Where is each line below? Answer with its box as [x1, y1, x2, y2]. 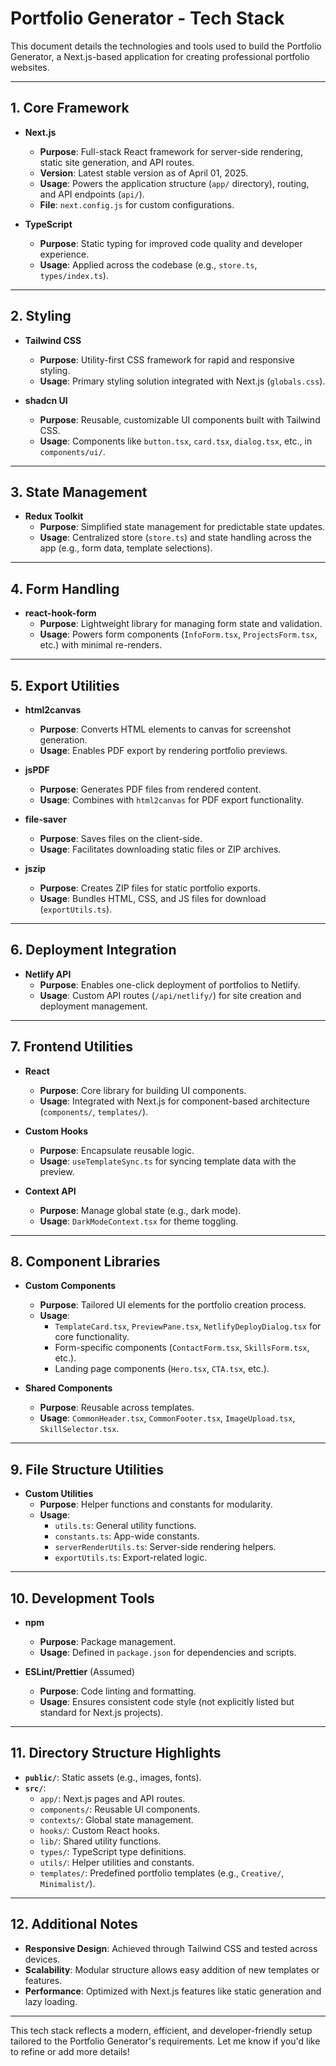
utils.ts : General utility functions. [54, 1520, 197, 1532]
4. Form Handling [10, 580, 120, 597]
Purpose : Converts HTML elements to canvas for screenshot [39, 723, 292, 735]
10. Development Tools [10, 1590, 155, 1607]
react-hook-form [24, 607, 97, 619]
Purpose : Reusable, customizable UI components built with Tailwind [39, 413, 321, 426]
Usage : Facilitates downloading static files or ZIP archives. [39, 843, 282, 855]
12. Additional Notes [10, 1916, 138, 1933]
